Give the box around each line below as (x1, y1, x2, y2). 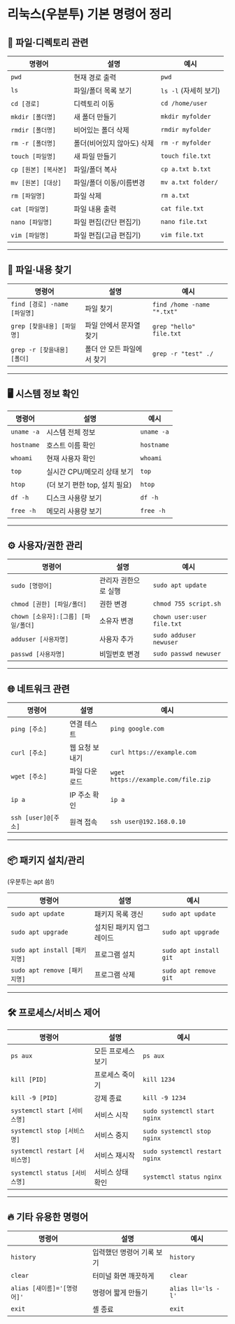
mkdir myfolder (160, 113, 211, 120)
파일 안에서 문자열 (85, 320, 141, 330)
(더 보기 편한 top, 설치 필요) (46, 480, 132, 490)
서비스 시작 (94, 1110, 129, 1120)
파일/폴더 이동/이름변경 (73, 178, 145, 187)
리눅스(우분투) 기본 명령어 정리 (7, 6, 172, 22)
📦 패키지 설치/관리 (7, 854, 85, 867)
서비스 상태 (94, 1167, 129, 1177)
